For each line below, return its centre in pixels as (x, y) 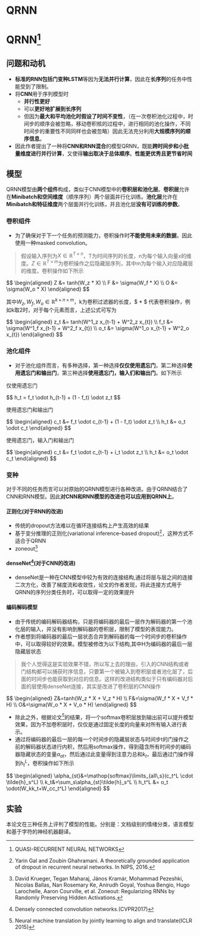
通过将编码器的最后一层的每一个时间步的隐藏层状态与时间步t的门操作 (99, 739)
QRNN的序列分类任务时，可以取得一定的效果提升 (75, 592)
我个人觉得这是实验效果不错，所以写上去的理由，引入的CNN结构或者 (105, 664)
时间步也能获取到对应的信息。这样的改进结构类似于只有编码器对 (110, 679)
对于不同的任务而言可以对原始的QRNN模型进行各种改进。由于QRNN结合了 (97, 489)
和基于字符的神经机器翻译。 (40, 832)
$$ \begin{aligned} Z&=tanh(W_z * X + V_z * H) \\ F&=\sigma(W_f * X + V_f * (100, 698)
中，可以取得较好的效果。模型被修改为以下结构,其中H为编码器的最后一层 (104, 643)
